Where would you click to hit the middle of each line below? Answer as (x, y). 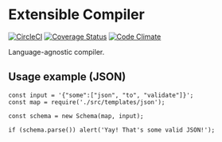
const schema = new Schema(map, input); (76, 116)
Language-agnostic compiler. (56, 52)
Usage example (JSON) (67, 77)
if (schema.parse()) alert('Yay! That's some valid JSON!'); (112, 130)
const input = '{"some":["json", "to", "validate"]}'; (101, 95)
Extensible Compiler (76, 15)
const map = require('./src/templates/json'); (87, 102)
